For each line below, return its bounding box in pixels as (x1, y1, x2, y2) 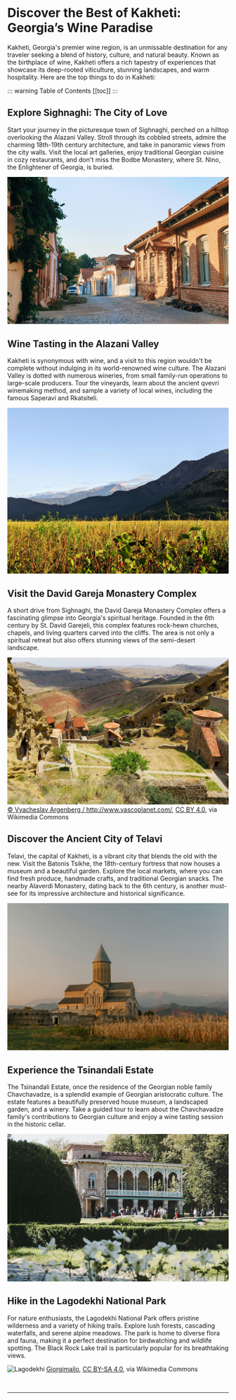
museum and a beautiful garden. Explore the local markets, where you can (7, 866, 223, 875)
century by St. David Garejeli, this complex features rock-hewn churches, (7, 621, 219, 630)
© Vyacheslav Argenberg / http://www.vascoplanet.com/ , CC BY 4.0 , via (7, 805, 218, 814)
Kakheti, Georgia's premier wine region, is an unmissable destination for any (7, 43, 228, 51)
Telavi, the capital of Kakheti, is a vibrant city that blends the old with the (7, 852, 218, 860)
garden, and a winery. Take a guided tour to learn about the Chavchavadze (7, 1105, 224, 1114)
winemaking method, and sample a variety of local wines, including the (7, 386, 213, 395)
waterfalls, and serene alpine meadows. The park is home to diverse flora (7, 1328, 220, 1337)
